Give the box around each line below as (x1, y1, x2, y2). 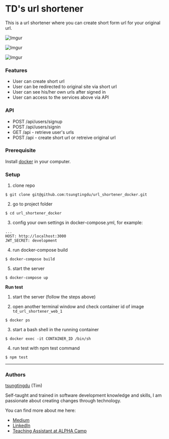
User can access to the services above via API (12, 94, 109, 101)
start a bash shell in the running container (12, 327, 99, 333)
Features (5, 66, 28, 74)
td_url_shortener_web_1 (12, 309, 63, 314)
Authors (5, 371, 26, 378)
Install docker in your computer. (5, 158, 71, 164)
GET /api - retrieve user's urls (12, 129, 74, 135)
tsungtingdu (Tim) (5, 383, 43, 389)
